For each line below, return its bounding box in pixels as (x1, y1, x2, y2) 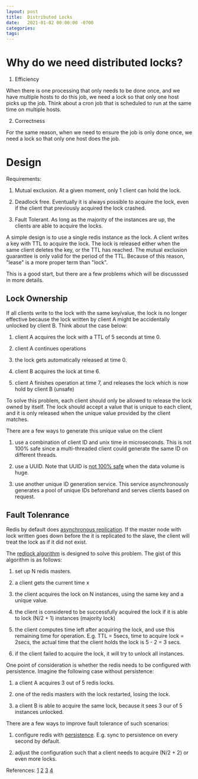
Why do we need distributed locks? (6, 56, 183, 70)
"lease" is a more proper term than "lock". (6, 259, 108, 266)
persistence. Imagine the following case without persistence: (6, 667, 154, 674)
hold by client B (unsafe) (14, 385, 75, 392)
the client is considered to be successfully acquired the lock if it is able (14, 608, 188, 615)
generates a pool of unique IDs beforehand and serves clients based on (14, 486, 190, 494)
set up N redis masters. (14, 567, 72, 574)
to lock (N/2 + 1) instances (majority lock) (14, 614, 116, 621)
